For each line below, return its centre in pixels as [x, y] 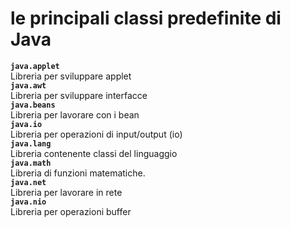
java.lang [31, 143]
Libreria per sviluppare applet [71, 76]
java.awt [28, 85]
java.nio [28, 202]
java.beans [33, 105]
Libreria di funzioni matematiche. [78, 173]
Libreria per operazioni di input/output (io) [96, 134]
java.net [28, 182]
